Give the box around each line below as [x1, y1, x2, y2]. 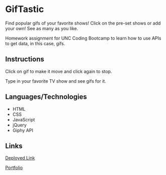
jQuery [12, 122, 27, 128]
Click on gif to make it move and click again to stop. [5, 68, 112, 74]
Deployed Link [5, 155, 35, 161]
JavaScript [12, 116, 35, 122]
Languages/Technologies [5, 93, 87, 101]
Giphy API [12, 127, 34, 133]
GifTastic [5, 4, 44, 15]
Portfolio [5, 164, 23, 171]
